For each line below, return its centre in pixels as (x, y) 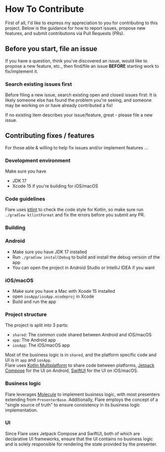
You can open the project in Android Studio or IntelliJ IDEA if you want (83, 268)
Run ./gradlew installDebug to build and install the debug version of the (86, 257)
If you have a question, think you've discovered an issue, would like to (76, 61)
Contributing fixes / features (50, 136)
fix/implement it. (22, 71)
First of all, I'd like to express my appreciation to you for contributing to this (82, 23)
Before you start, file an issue (51, 49)
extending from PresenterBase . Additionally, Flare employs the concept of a (82, 400)
